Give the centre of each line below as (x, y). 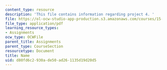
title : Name (17, 55)
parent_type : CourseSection (34, 46)
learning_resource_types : (32, 28)
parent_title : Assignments (33, 42)
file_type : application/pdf (34, 23)
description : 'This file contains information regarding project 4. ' (80, 14)
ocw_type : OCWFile (24, 37)
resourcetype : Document (30, 51)
